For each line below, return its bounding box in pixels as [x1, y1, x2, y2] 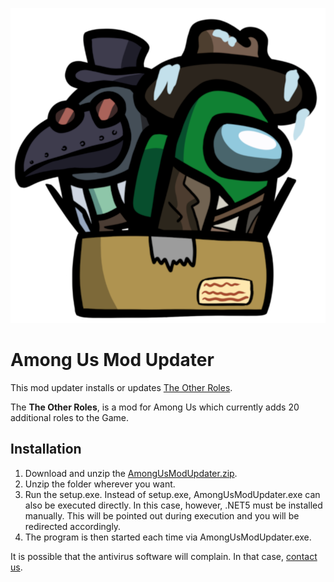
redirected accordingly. [24, 520, 122, 532]
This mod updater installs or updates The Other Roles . [10, 381, 233, 393]
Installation [10, 441, 82, 458]
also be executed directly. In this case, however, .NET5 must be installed [24, 499, 323, 511]
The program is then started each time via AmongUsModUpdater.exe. [24, 531, 312, 543]
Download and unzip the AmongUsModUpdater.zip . [24, 467, 238, 479]
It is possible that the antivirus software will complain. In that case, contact [10, 550, 318, 562]
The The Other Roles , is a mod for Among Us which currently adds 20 [10, 401, 300, 413]
